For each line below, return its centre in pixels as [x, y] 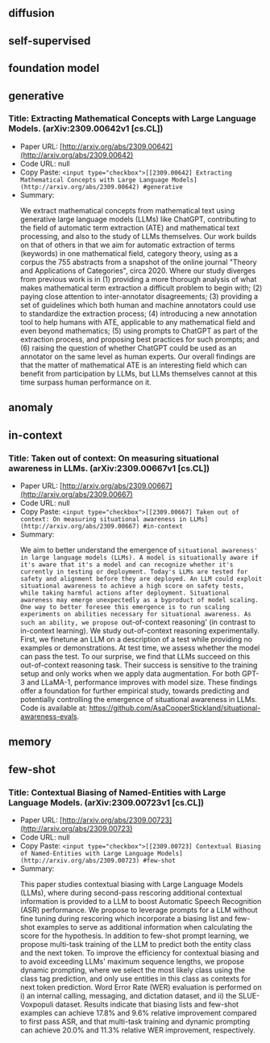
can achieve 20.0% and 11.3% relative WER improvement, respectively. [137, 1030]
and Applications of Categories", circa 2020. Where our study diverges [138, 271]
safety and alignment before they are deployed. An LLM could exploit [141, 578]
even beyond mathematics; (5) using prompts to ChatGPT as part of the [139, 330]
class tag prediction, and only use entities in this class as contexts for [135, 979]
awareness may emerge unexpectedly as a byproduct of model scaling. [139, 600]
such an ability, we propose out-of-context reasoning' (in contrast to [138, 622]
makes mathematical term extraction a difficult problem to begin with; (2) [141, 288]
